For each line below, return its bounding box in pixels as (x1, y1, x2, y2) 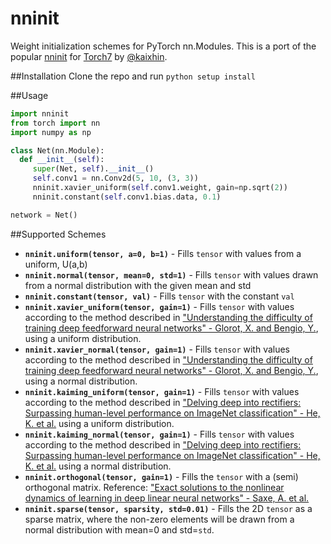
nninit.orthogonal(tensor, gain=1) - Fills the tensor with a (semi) (24, 470, 299, 482)
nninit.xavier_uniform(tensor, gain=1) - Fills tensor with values (24, 300, 295, 312)
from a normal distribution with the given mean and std (24, 279, 252, 291)
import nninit (10, 108, 70, 119)
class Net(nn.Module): (10, 145, 105, 156)
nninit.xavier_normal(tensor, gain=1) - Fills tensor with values (24, 343, 291, 355)
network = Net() (10, 210, 78, 220)
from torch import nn (10, 118, 101, 128)
